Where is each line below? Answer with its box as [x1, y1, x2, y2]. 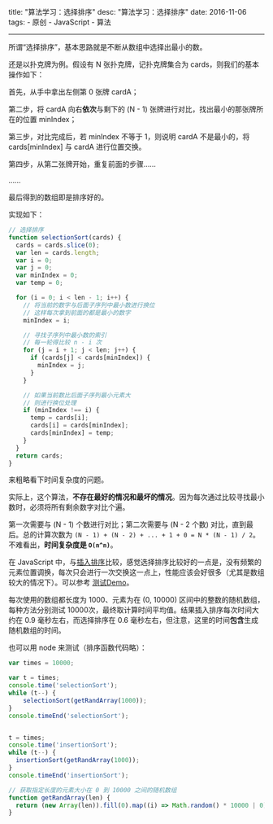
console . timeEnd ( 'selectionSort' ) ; [8, 712, 129, 720]
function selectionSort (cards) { [8, 233, 122, 242]
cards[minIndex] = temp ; [29, 429, 115, 437]
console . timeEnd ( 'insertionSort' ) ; [8, 771, 129, 779]
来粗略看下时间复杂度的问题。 [8, 475, 108, 484]
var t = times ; [8, 674, 60, 682]
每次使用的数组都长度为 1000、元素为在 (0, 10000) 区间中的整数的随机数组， [8, 595, 265, 605]
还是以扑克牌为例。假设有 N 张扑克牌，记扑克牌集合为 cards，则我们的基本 [8, 59, 260, 69]
